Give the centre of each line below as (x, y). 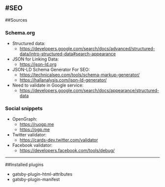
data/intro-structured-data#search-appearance (68, 54)
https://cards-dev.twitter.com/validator (59, 140)
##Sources (16, 20)
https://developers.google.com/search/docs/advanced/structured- (87, 49)
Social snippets (24, 109)
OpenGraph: (25, 119)
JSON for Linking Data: (35, 59)
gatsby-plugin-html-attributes (42, 174)
